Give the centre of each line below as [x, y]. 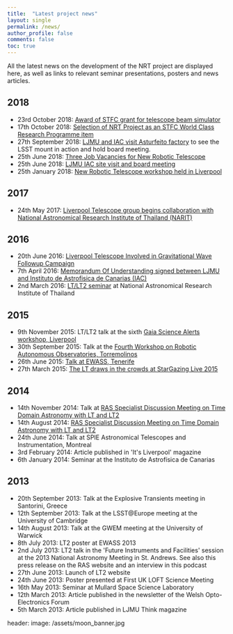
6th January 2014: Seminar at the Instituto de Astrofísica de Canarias [116, 460]
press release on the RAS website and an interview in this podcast [112, 565]
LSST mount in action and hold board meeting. [84, 149]
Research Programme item [55, 134]
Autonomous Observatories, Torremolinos [77, 354]
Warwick [30, 535]
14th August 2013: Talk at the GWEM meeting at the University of [110, 528]
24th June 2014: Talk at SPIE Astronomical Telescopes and [102, 437]
